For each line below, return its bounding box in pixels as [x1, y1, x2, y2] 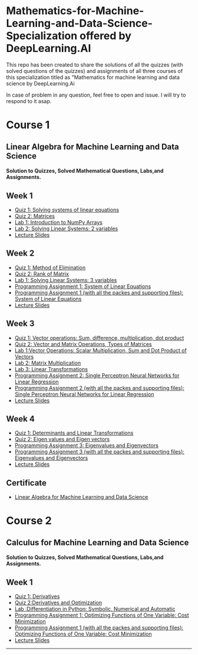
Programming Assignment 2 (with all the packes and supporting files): [14, 384, 184, 391]
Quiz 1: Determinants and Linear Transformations [14, 429, 134, 436]
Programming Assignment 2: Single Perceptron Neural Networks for [14, 372, 180, 379]
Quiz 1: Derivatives [14, 593, 60, 600]
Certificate [6, 478, 47, 488]
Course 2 [6, 514, 52, 528]
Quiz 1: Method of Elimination [14, 264, 86, 271]
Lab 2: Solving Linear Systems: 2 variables [14, 225, 118, 232]
